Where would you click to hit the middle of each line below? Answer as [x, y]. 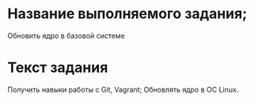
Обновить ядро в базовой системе [66, 36]
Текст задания [58, 68]
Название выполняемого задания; [127, 14]
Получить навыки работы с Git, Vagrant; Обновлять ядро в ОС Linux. [123, 89]
